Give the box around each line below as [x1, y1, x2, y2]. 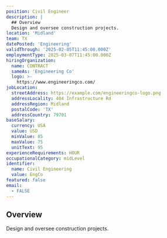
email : [6, 182, 22, 188]
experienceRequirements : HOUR [6, 150, 80, 156]
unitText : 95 [11, 144, 43, 150]
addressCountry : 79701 [11, 112, 67, 118]
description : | [6, 14, 43, 20]
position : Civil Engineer [6, 8, 69, 15]
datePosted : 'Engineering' [6, 42, 72, 47]
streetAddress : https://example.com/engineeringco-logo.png [11, 90, 161, 96]
